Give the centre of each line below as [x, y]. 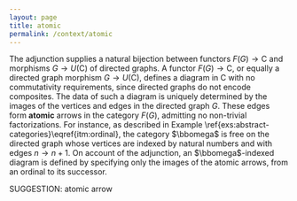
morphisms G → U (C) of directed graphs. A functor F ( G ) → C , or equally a [145, 68]
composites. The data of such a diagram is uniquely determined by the [138, 97]
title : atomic [35, 26]
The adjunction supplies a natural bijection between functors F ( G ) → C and [146, 59]
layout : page [33, 17]
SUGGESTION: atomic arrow [61, 189]
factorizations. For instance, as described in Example [106, 125]
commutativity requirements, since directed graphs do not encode [130, 87]
